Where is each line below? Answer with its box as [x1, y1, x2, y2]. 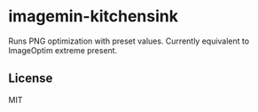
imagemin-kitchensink [8, 6, 179, 27]
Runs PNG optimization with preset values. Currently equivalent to [8, 36, 250, 46]
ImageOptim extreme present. [8, 44, 118, 55]
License [8, 71, 53, 86]
